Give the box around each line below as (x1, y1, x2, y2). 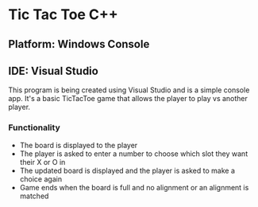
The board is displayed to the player (19, 140, 138, 150)
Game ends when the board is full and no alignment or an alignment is (19, 182, 249, 192)
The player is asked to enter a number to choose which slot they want (19, 149, 248, 158)
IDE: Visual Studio (8, 64, 99, 77)
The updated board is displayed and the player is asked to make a (19, 166, 236, 175)
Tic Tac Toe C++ (8, 6, 119, 24)
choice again (19, 174, 62, 184)
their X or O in (19, 157, 66, 166)
